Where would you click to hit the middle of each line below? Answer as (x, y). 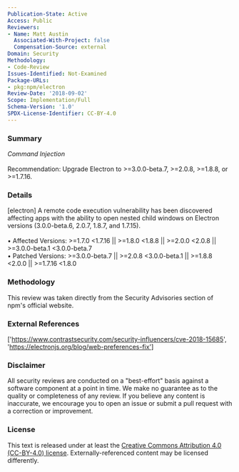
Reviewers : (24, 27)
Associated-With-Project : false (62, 41)
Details (20, 195)
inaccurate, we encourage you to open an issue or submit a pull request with (120, 404)
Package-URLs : (29, 80)
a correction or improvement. (50, 411)
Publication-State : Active (47, 14)
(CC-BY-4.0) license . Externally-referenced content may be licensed (108, 453)
